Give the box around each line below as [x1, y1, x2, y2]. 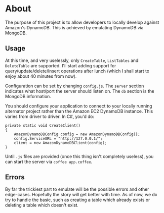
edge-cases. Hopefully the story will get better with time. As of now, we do [5, 191, 158, 197]
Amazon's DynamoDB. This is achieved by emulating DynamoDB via [5, 24, 144, 30]
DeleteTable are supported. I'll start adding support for [5, 62, 116, 68]
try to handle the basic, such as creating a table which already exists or [5, 197, 150, 203]
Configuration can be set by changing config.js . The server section [5, 83, 144, 89]
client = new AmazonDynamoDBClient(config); [14, 140, 107, 145]
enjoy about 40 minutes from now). [5, 73, 77, 79]
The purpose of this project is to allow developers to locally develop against [5, 19, 160, 25]
